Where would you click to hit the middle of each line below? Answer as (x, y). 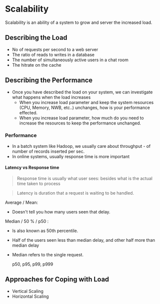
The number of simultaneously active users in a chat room (70, 60)
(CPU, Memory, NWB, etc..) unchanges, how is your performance (85, 107)
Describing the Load (36, 38)
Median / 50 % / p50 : (27, 221)
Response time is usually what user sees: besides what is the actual (85, 179)
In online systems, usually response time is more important (71, 156)
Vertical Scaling (28, 291)
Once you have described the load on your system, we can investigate (82, 92)
